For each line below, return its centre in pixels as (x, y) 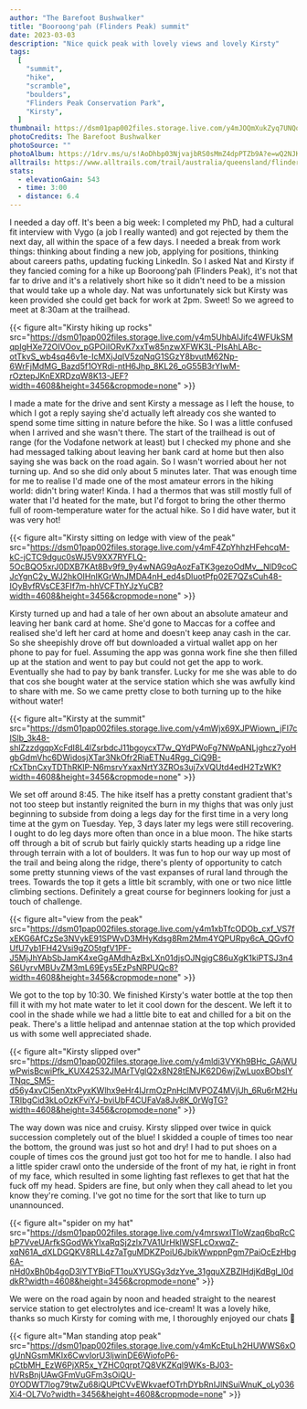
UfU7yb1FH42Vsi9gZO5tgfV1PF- (71, 948)
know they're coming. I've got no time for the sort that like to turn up (138, 1195)
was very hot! (35, 520)
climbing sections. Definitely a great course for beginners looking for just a (150, 891)
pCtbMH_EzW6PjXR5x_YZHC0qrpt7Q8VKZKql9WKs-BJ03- (122, 1365)
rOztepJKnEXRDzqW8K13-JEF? (69, 376)
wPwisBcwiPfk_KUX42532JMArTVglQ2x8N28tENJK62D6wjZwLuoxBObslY (151, 1071)
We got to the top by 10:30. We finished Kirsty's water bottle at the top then (151, 995)
